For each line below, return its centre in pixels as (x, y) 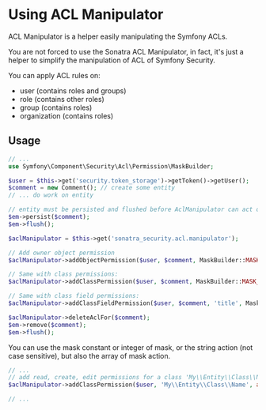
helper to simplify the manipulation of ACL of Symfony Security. (112, 60)
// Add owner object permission (61, 253)
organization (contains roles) (66, 115)
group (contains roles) (56, 107)
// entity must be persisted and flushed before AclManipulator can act (131, 210)
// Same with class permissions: (63, 274)
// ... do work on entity (51, 195)
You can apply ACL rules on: (54, 75)
